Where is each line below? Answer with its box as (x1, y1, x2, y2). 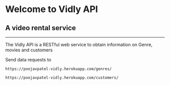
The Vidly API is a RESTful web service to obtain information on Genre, (5, 42, 153, 47)
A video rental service (5, 24, 76, 32)
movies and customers (5, 47, 53, 53)
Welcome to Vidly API (5, 4, 98, 15)
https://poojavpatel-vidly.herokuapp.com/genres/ (5, 66, 112, 71)
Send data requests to (5, 57, 52, 62)
